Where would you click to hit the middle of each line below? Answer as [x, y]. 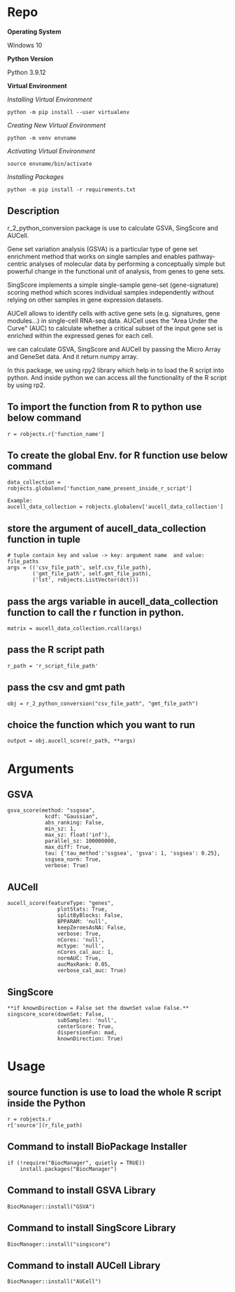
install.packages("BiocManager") [69, 1169]
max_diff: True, [68, 848]
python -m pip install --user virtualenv [69, 112]
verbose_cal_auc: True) [92, 971]
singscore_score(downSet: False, [56, 1014]
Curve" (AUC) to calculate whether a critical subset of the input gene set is [115, 328]
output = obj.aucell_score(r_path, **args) [72, 741]
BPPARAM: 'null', [83, 922]
